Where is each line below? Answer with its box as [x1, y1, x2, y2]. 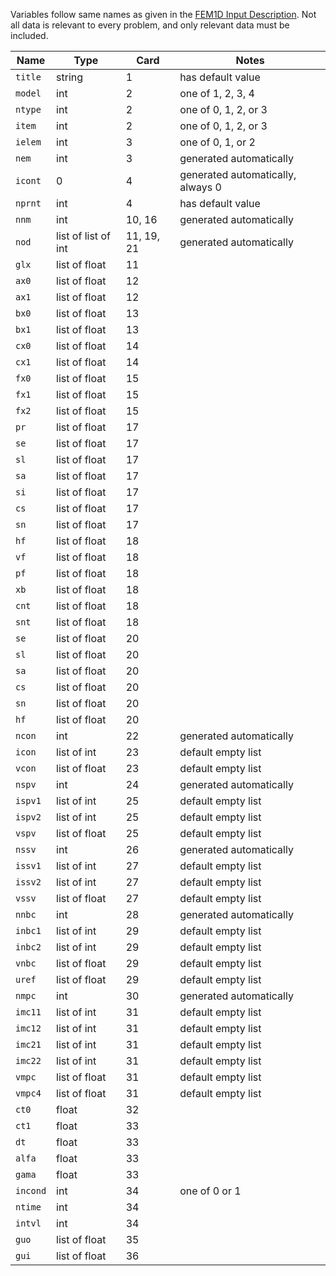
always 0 [179, 180, 222, 194]
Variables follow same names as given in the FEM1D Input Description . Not [10, 9, 317, 20]
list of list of [56, 229, 111, 243]
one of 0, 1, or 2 [179, 135, 256, 149]
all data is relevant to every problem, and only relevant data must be [10, 19, 290, 31]
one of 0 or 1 [179, 1184, 242, 1198]
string [56, 70, 84, 84]
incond [15, 1185, 47, 1196]
